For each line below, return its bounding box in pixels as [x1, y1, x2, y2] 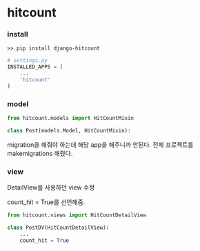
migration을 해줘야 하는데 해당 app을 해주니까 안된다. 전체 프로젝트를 [7, 140, 194, 149]
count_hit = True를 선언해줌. [7, 198, 86, 206]
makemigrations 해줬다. [7, 149, 73, 157]
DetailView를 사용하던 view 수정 [7, 183, 95, 192]
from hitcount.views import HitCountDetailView [7, 212, 147, 219]
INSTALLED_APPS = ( [7, 63, 63, 70]
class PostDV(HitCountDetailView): [7, 224, 110, 232]
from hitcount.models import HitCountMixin [7, 115, 134, 122]
